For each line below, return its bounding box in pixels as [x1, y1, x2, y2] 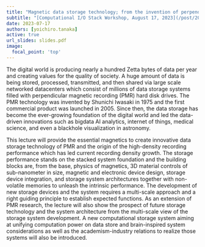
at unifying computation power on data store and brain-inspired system [6, 221, 185, 228]
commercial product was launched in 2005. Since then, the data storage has [6, 105, 198, 112]
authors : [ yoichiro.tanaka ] [6, 26, 78, 32]
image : [6, 44, 23, 50]
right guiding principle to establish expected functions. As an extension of [6, 194, 192, 202]
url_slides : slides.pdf [6, 37, 67, 44]
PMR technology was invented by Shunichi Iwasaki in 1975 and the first [6, 98, 185, 105]
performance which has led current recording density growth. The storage [6, 149, 193, 156]
